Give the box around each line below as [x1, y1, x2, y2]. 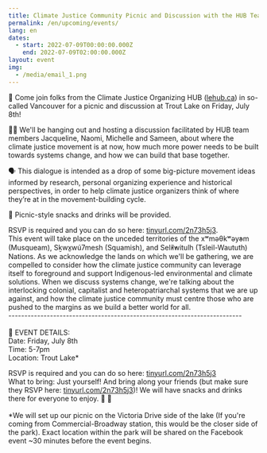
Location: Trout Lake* [8, 353, 79, 362]
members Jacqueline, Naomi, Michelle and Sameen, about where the [8, 133, 234, 143]
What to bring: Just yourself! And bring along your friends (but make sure [8, 377, 249, 386]
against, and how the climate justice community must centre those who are [8, 293, 254, 303]
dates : [8, 33, 30, 42]
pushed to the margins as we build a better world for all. [8, 302, 192, 312]
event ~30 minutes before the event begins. [8, 436, 152, 445]
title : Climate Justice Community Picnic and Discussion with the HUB [8, 11, 247, 20]
